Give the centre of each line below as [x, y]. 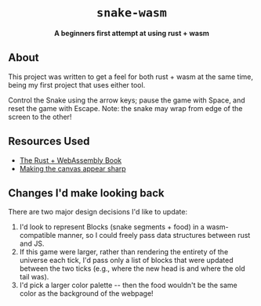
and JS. [32, 243]
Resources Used [49, 141]
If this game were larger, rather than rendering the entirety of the [124, 252]
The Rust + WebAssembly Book [71, 160]
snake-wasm [132, 13]
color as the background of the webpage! [87, 293]
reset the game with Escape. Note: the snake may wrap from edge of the [125, 108]
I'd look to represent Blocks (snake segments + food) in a [112, 227]
